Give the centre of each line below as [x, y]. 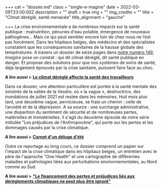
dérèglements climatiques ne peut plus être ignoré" [58, 181]
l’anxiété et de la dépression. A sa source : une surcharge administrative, [77, 107]
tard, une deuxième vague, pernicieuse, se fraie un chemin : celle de [73, 102]
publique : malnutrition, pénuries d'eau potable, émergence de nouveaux [78, 32]
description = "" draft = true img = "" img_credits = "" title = [94, 12]
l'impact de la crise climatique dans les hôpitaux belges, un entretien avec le [81, 151]
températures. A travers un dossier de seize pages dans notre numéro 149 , [80, 52]
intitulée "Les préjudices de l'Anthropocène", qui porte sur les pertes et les [79, 122]
